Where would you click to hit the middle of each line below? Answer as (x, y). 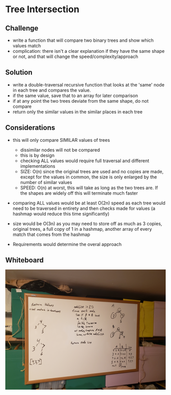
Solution (19, 72)
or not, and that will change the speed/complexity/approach (75, 56)
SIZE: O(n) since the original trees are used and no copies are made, (92, 171)
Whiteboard (25, 260)
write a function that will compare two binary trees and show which (83, 40)
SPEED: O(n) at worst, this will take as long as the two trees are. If (89, 188)
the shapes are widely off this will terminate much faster (79, 193)
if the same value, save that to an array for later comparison (75, 96)
